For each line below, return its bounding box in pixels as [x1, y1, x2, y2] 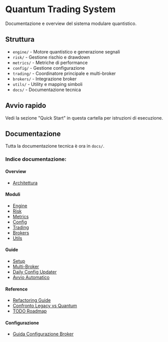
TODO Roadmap [12, 308, 47, 314]
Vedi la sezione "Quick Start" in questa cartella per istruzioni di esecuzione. [5, 115, 163, 121]
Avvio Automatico [12, 274, 50, 280]
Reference [5, 286, 28, 292]
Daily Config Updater [12, 269, 57, 275]
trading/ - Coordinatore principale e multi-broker [12, 70, 116, 76]
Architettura [12, 180, 38, 186]
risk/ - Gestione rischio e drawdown [12, 54, 90, 60]
